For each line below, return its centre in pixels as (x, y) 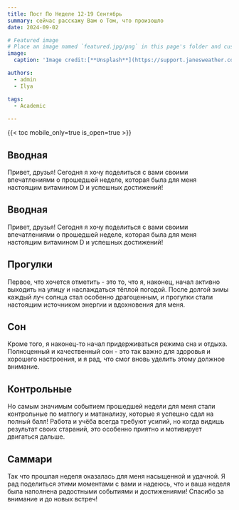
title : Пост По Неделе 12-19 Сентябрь (65, 14)
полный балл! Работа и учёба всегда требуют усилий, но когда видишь (116, 422)
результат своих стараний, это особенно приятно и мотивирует (105, 429)
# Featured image (33, 40)
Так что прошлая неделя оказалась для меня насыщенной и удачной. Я (116, 476)
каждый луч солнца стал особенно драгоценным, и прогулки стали (110, 297)
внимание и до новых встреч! (53, 499)
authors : (20, 73)
